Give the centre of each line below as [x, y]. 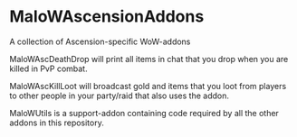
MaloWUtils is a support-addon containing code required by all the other [144, 113]
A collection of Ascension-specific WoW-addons [100, 41]
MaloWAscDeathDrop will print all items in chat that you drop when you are [149, 59]
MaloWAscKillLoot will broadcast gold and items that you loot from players [148, 86]
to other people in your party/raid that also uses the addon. [119, 96]
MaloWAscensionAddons [107, 17]
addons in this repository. [57, 123]
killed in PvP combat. [48, 68]
